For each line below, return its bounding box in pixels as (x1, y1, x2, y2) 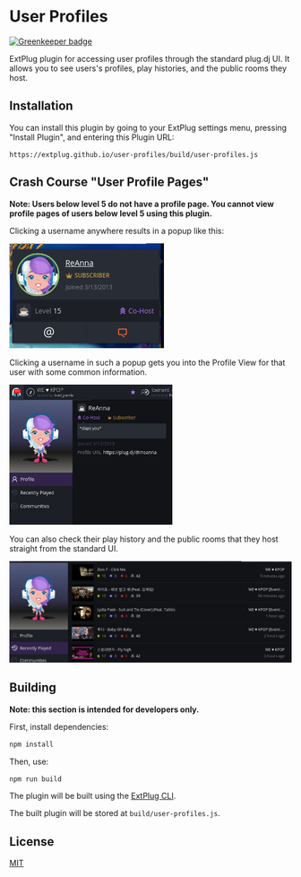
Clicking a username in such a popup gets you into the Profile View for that (9, 357, 286, 368)
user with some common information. (9, 366, 148, 378)
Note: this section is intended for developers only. (9, 704, 200, 715)
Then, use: (9, 756, 49, 767)
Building (9, 680, 56, 696)
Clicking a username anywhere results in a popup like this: (9, 225, 225, 236)
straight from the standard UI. (9, 543, 119, 553)
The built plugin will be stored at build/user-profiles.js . (9, 808, 221, 819)
